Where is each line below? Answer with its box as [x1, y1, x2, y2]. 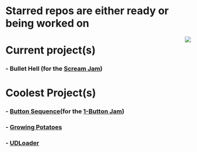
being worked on [5, 16, 89, 30]
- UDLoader [5, 139, 39, 147]
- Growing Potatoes [5, 123, 62, 131]
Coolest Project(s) [5, 87, 96, 100]
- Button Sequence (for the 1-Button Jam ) [5, 107, 125, 115]
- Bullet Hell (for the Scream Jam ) [5, 65, 103, 73]
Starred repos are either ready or [5, 4, 169, 18]
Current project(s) [5, 44, 96, 57]
